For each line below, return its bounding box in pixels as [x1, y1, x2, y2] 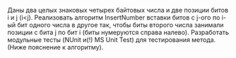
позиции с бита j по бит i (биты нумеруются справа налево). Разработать [7, 28, 230, 36]
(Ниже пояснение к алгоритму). [7, 43, 104, 51]
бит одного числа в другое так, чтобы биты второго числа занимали [17, 21, 224, 29]
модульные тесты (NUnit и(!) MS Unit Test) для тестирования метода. [7, 36, 216, 44]
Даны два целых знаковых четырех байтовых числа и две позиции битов [7, 6, 228, 14]
